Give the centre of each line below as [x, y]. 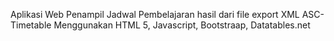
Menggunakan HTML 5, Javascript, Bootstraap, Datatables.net [182, 25]
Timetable [31, 25]
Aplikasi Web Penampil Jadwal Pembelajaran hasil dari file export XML [155, 14]
